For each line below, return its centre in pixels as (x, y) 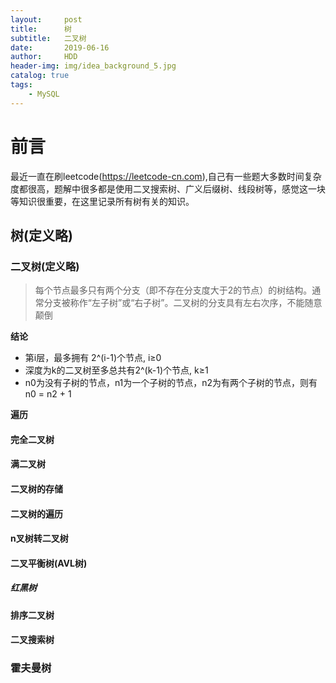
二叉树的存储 (36, 489)
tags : (21, 85)
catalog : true (40, 76)
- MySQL (44, 94)
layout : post (46, 19)
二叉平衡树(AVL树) (49, 563)
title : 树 (41, 29)
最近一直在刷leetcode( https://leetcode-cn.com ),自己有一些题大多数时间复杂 (166, 176)
